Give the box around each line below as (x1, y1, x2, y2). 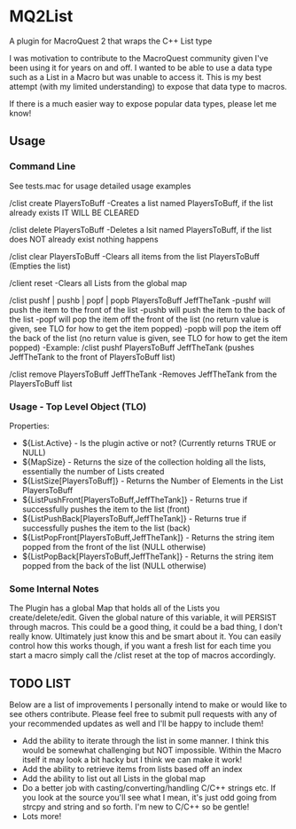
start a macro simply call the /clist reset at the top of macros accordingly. (9, 650, 277, 661)
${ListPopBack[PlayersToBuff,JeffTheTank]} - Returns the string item (21, 551, 275, 562)
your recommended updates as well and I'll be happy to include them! (9, 718, 264, 729)
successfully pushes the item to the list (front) (21, 504, 191, 514)
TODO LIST (9, 675, 72, 690)
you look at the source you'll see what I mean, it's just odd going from (21, 793, 277, 803)
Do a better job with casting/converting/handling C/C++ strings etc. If (21, 783, 277, 793)
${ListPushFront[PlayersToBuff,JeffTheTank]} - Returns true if (21, 494, 248, 505)
